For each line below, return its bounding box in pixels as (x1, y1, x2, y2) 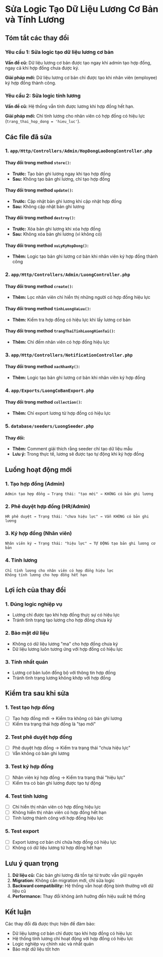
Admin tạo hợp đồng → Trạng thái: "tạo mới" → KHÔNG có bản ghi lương (5, 491, 154, 496)
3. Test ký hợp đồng (5, 763, 54, 770)
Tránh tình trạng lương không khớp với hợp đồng (12, 675, 111, 681)
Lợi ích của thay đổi (5, 586, 66, 594)
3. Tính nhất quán (5, 658, 48, 665)
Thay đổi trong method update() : (5, 187, 73, 193)
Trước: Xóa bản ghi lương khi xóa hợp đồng (12, 226, 101, 232)
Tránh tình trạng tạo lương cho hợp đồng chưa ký (12, 617, 113, 623)
